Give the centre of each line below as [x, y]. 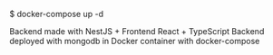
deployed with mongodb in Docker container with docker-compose [135, 41]
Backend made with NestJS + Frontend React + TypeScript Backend [137, 31]
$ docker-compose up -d [57, 14]
